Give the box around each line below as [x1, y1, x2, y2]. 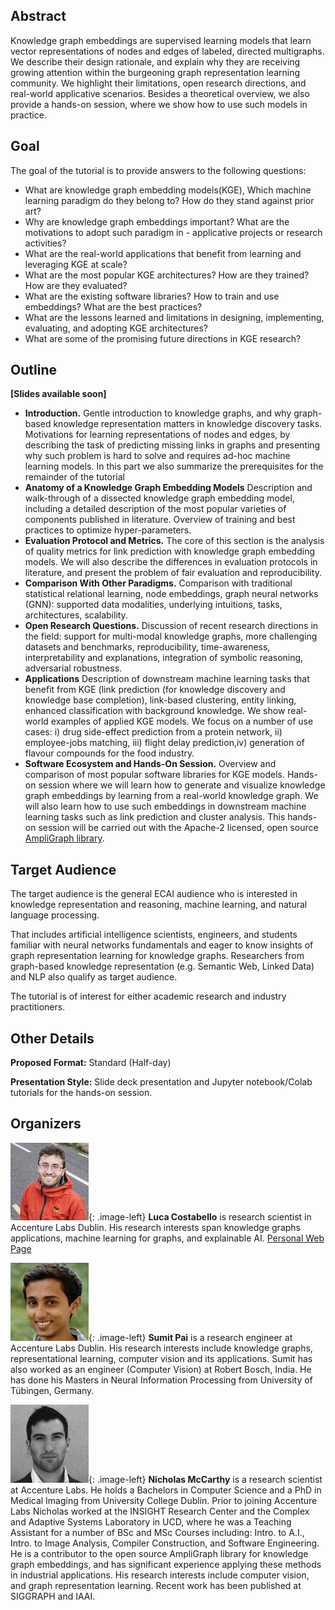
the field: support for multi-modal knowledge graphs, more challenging [24, 630, 318, 643]
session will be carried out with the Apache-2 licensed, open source [38, 822, 319, 834]
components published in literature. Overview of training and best [24, 514, 296, 526]
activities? [24, 237, 67, 249]
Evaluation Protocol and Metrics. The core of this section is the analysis [24, 535, 325, 547]
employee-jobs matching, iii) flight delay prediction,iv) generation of [24, 737, 305, 749]
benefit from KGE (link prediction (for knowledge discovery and [24, 684, 286, 696]
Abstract [10, 8, 67, 25]
